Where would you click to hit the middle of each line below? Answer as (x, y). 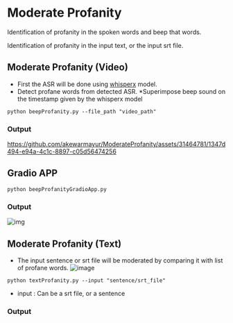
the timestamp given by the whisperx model (80, 99)
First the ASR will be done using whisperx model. (87, 84)
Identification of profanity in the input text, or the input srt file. (95, 45)
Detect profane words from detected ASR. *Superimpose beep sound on (121, 91)
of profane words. (43, 267)
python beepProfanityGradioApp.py (57, 189)
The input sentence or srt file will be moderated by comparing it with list (120, 260)
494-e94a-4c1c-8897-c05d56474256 (62, 151)
